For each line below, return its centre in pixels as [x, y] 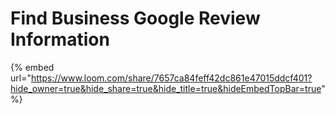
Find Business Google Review [135, 18]
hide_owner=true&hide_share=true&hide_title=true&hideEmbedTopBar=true [166, 88]
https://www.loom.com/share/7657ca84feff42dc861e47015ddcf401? [171, 78]
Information [60, 39]
